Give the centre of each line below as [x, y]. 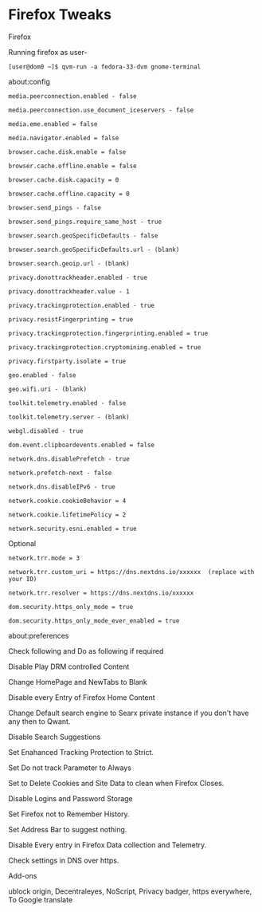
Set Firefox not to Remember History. [69, 814]
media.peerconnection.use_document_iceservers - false [101, 110]
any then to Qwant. [39, 721]
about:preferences [39, 635]
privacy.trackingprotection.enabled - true [82, 305]
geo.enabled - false [43, 375]
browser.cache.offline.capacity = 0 [69, 194]
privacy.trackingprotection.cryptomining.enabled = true [105, 347]
